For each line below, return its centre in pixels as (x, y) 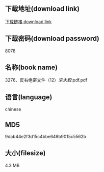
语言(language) (29, 97)
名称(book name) (31, 68)
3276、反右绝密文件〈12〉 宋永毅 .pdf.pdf (46, 80)
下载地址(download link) (42, 9)
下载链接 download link (28, 22)
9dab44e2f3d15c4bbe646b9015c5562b (46, 137)
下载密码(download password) (52, 39)
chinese (13, 109)
